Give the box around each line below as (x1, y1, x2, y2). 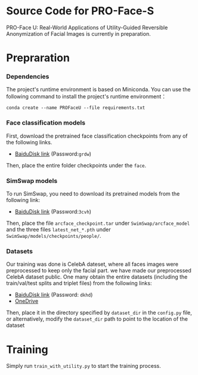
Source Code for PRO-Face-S (6, 4, 154, 18)
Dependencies (6, 73, 49, 81)
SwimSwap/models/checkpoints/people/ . (6, 233, 101, 240)
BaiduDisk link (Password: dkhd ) (14, 291, 93, 299)
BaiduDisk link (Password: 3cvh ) (14, 208, 91, 215)
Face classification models (6, 119, 85, 127)
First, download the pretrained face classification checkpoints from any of (6, 132, 188, 140)
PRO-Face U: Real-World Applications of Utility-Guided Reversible (6, 24, 168, 31)
